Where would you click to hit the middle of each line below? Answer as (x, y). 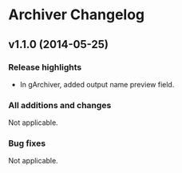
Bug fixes (27, 143)
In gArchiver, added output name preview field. (97, 84)
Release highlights (45, 67)
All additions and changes (60, 105)
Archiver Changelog (77, 15)
